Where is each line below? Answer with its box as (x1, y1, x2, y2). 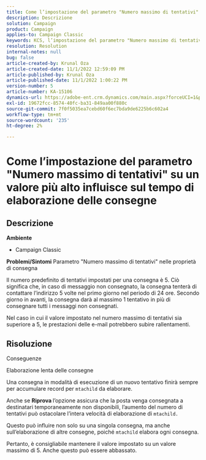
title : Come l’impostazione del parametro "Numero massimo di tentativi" (6, 9, 199, 15)
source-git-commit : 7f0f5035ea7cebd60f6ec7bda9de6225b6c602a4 (6, 105, 169, 112)
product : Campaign (6, 26, 53, 32)
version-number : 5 (6, 83, 53, 89)
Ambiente (6, 234, 32, 242)
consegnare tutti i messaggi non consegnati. (6, 303, 119, 310)
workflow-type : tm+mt (6, 111, 62, 118)
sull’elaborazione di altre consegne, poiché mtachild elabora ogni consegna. (6, 428, 199, 435)
